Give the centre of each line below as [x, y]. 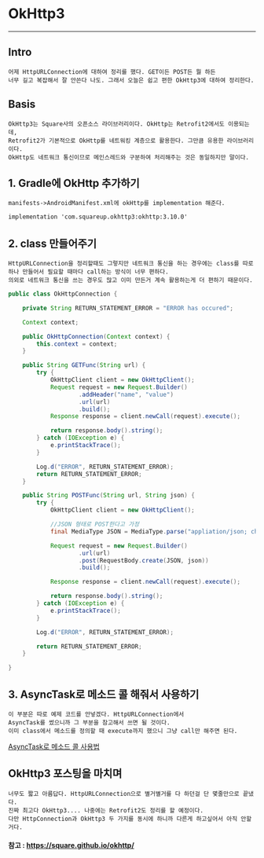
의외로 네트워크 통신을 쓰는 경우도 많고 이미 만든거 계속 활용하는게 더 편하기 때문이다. [130, 280]
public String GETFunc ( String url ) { [84, 365]
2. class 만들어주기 [52, 243]
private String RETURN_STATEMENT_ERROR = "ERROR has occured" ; [128, 308]
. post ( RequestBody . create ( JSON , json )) [144, 560]
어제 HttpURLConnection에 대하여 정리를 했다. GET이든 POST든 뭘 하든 [112, 71]
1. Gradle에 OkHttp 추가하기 [74, 183]
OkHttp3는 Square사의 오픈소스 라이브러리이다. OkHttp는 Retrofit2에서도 [117, 124]
